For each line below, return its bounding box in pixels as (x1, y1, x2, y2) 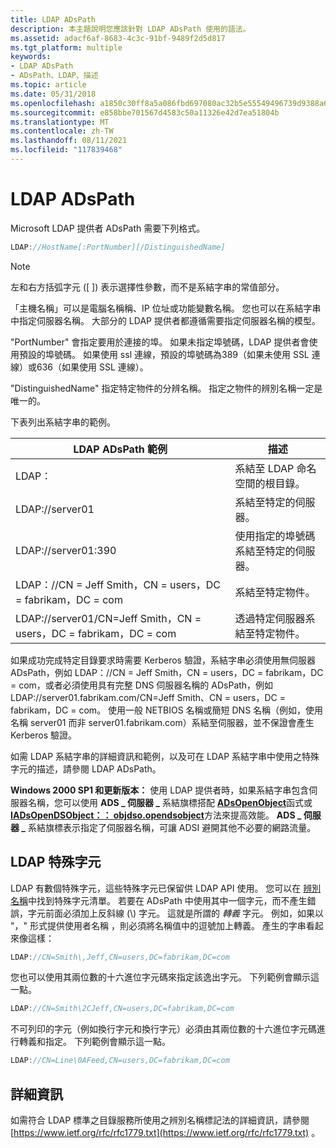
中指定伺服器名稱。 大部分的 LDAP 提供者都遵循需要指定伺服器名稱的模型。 (10, 314, 321, 326)
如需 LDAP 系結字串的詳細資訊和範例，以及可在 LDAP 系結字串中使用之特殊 (10, 750, 320, 762)
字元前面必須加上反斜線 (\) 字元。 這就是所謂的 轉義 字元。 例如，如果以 (27, 907, 324, 919)
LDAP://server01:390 (15, 543, 117, 557)
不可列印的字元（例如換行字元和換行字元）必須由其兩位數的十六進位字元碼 (10, 1023, 317, 1035)
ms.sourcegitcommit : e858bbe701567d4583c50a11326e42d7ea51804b (10, 107, 280, 118)
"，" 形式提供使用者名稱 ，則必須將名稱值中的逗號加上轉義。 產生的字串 (10, 919, 307, 931)
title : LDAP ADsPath (10, 14, 97, 25)
